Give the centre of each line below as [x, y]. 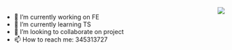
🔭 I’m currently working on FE [56, 17]
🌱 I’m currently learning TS [52, 24]
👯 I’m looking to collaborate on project [69, 32]
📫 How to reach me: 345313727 [61, 40]
